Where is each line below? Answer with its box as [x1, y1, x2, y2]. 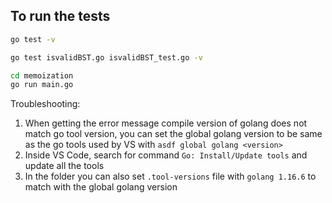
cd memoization [10, 70, 74, 81]
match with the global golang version [24, 181, 178, 193]
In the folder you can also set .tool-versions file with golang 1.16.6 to [24, 170, 317, 183]
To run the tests [10, 8, 111, 25]
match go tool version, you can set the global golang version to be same [24, 128, 323, 140]
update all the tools [24, 160, 105, 172]
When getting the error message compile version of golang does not [24, 117, 308, 129]
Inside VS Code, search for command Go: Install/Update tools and [24, 149, 308, 161]
